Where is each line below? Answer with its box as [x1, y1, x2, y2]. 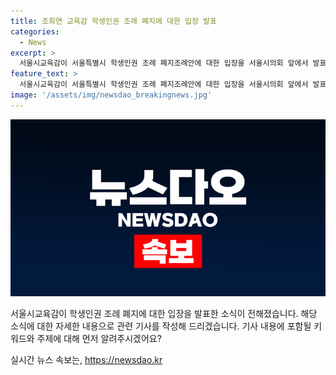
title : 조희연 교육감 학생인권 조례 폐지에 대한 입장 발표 [10, 16, 217, 26]
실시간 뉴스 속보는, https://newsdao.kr [10, 354, 163, 366]
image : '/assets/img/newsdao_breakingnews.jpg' [10, 90, 213, 100]
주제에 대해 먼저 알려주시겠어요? [36, 333, 162, 345]
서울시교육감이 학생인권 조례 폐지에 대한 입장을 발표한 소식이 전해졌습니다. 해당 [10, 308, 318, 320]
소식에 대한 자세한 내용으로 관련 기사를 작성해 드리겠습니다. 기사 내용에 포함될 [10, 320, 312, 332]
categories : [10, 26, 60, 37]
